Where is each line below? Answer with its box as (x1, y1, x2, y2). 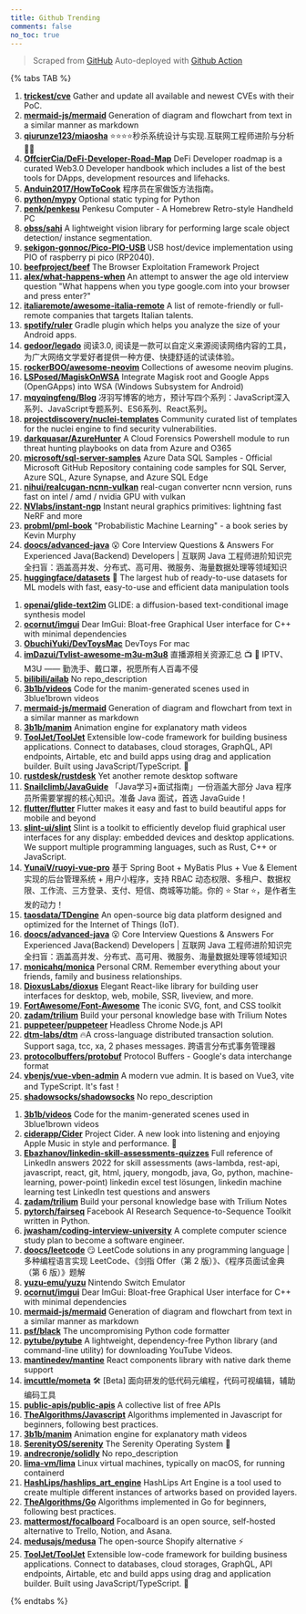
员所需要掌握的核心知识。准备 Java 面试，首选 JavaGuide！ (23, 792, 249, 803)
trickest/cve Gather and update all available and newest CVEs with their (23, 90, 295, 101)
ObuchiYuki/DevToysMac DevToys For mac (23, 638, 190, 649)
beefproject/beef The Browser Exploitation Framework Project (23, 262, 260, 273)
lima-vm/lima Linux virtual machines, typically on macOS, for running (23, 1458, 286, 1469)
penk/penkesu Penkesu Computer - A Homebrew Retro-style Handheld (23, 203, 294, 214)
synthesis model (23, 609, 86, 620)
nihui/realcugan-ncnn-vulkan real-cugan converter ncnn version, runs (23, 481, 292, 492)
